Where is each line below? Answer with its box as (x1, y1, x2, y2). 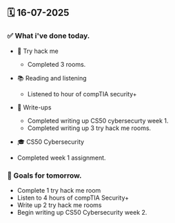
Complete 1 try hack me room (17, 186, 101, 194)
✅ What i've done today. (7, 31, 90, 41)
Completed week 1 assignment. (17, 153, 106, 162)
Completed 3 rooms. (27, 60, 86, 68)
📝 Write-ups (17, 103, 52, 111)
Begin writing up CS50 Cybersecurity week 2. (17, 208, 147, 216)
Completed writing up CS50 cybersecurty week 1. (27, 116, 169, 125)
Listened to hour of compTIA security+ (27, 89, 137, 98)
